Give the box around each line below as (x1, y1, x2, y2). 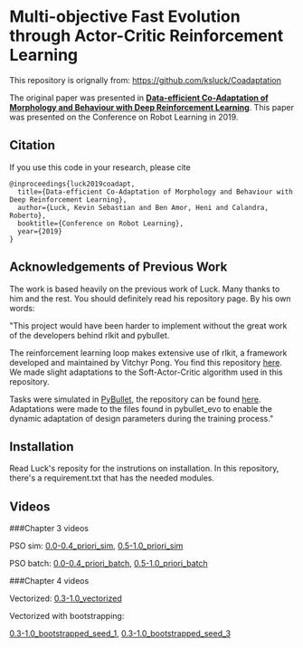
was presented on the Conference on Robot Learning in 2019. (9, 111, 239, 122)
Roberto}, (9, 211, 47, 220)
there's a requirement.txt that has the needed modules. (9, 472, 215, 483)
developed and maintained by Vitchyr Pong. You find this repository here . (9, 357, 283, 367)
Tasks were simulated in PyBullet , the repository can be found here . (9, 394, 261, 405)
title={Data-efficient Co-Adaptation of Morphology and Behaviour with (17, 187, 294, 196)
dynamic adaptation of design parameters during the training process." (9, 413, 274, 424)
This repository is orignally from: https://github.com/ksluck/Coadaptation (9, 74, 282, 85)
